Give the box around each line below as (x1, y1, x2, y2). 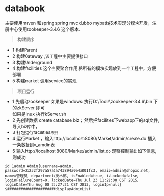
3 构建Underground (12, 59, 52, 65)
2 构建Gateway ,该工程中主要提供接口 (12, 53, 88, 59)
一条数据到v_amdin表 (12, 141, 55, 148)
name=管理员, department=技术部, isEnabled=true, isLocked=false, (5, 173, 139, 178)
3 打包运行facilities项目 (12, 129, 59, 135)
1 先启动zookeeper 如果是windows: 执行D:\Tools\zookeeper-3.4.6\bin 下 (12, 98, 158, 104)
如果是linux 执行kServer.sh (12, 111, 66, 117)
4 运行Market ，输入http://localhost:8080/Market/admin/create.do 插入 (12, 135, 157, 141)
